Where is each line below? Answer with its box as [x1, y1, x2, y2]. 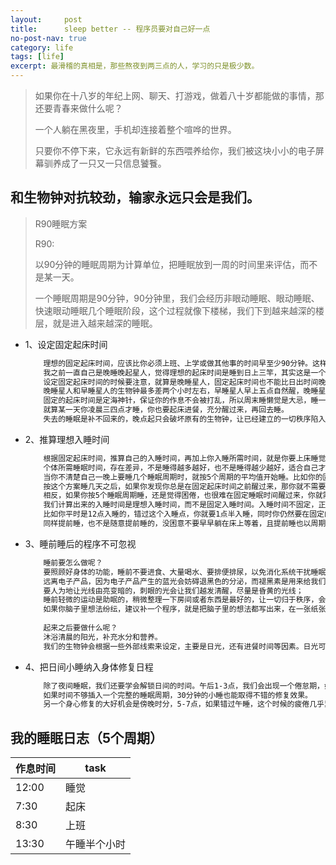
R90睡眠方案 [34, 217, 88, 230]
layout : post [10, 14, 83, 25]
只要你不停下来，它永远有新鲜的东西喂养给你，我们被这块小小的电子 [34, 145, 316, 156]
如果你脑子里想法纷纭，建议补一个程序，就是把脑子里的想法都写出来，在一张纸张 [43, 604, 327, 615]
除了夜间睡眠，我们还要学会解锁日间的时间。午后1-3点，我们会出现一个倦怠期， [43, 681, 325, 691]
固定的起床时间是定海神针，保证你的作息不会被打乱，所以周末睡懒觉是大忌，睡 [43, 396, 319, 406]
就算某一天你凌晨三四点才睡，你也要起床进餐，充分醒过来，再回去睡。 [43, 405, 289, 415]
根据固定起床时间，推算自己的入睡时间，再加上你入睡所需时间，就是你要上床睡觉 [43, 453, 327, 463]
